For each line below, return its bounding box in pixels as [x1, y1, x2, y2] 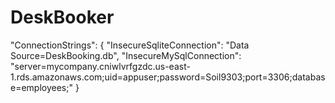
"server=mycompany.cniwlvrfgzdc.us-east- [10, 60, 191, 72]
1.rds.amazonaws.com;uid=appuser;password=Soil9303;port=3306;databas [10, 71, 326, 83]
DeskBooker [10, 6, 115, 29]
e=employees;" [10, 81, 73, 93]
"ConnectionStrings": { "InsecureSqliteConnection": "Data [10, 39, 250, 51]
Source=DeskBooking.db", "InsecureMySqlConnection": [10, 49, 242, 61]
